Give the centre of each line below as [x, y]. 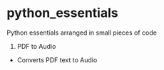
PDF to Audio [36, 46]
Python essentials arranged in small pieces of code [82, 33]
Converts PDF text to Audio [57, 60]
